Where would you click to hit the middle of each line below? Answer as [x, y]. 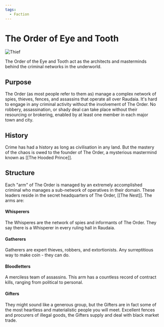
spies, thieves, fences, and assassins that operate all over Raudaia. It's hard [81, 99]
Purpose [18, 82]
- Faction [19, 14]
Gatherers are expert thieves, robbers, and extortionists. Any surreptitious [79, 250]
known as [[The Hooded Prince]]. [39, 158]
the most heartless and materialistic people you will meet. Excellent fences [80, 310]
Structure [20, 173]
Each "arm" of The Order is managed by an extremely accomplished [74, 185]
